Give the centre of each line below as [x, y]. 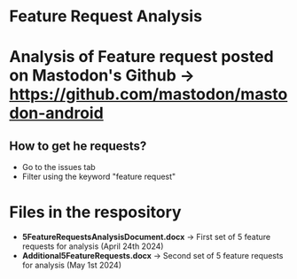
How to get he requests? [78, 146]
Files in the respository [95, 212]
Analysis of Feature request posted [141, 57]
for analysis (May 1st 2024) [72, 265]
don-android [56, 113]
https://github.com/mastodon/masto [148, 94]
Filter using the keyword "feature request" [99, 177]
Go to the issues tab [59, 167]
